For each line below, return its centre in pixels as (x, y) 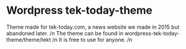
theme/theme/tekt (29, 39)
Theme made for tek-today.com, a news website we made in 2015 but (93, 27)
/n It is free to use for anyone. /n (92, 39)
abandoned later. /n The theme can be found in (65, 33)
